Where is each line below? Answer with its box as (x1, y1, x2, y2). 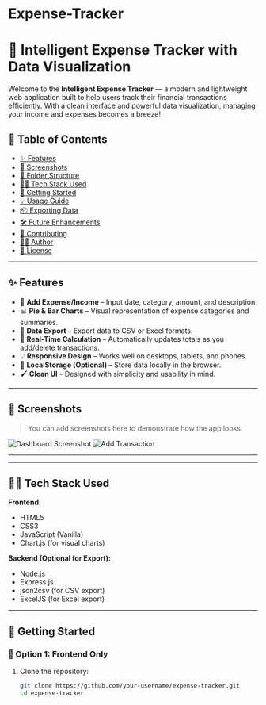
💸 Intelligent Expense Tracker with (8, 41, 237, 59)
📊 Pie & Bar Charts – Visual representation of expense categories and (19, 306, 249, 316)
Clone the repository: (19, 667, 89, 676)
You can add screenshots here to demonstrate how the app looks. (27, 423, 243, 433)
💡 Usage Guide (19, 196, 70, 205)
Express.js (19, 577, 54, 587)
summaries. (19, 317, 59, 327)
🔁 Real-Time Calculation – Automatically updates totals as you (19, 334, 224, 343)
